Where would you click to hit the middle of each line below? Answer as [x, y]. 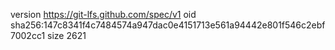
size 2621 [67, 35]
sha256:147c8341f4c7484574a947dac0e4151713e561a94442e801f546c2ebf [168, 25]
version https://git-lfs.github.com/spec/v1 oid [103, 14]
